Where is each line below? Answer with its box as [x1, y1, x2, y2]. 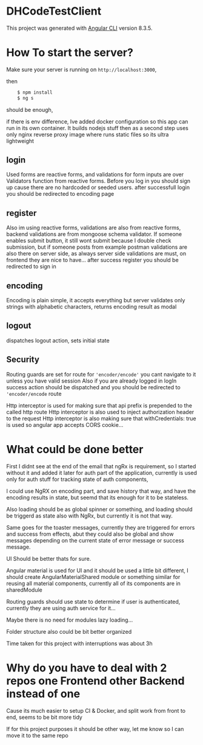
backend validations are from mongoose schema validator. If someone [6, 230, 182, 238]
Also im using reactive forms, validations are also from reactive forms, [6, 224, 181, 232]
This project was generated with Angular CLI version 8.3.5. [6, 24, 153, 32]
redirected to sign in [6, 263, 56, 270]
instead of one [6, 687, 81, 701]
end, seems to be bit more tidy [6, 713, 83, 721]
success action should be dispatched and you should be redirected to [6, 383, 181, 390]
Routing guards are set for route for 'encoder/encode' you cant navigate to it [6, 370, 196, 378]
